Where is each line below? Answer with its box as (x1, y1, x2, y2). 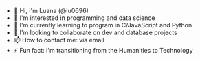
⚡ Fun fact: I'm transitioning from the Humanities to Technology (13, 47, 193, 54)
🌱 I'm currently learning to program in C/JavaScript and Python (13, 21, 192, 29)
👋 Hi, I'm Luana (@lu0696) (13, 7, 89, 14)
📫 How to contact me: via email (13, 36, 104, 44)
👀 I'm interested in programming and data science (13, 14, 155, 22)
